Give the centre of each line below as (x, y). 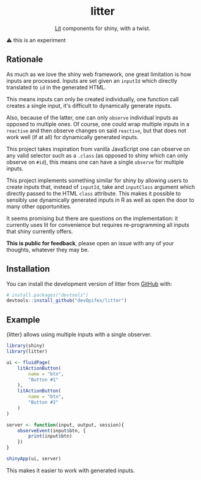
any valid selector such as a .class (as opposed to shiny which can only (97, 155)
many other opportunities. (39, 206)
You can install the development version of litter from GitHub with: (89, 284)
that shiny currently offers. (40, 231)
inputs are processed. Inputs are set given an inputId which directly (92, 80)
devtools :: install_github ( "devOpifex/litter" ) (67, 301)
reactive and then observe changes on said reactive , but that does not (96, 131)
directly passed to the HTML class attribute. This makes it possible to (94, 193)
